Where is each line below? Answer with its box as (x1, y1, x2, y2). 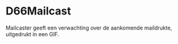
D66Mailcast (5, 4, 72, 18)
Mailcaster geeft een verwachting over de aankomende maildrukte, (5, 24, 173, 31)
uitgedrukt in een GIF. (5, 30, 60, 37)
